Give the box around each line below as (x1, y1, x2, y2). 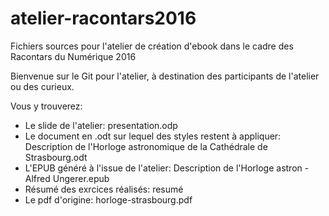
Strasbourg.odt (24, 151, 88, 163)
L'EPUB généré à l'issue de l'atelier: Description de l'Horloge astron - (24, 162, 310, 174)
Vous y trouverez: (10, 100, 83, 112)
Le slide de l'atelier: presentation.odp (24, 119, 178, 131)
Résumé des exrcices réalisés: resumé (24, 183, 184, 195)
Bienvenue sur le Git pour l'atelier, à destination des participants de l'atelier (10, 70, 320, 82)
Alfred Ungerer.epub (24, 172, 110, 184)
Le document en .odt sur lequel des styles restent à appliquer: (24, 130, 282, 142)
